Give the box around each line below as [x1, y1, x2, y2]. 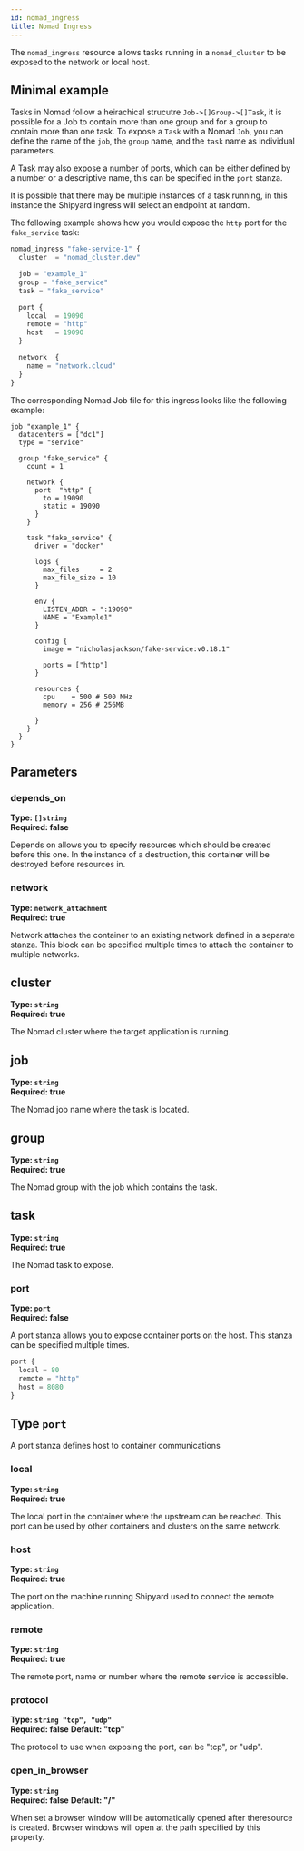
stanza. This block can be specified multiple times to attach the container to [10, 939, 294, 950]
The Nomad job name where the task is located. [10, 1104, 190, 1115]
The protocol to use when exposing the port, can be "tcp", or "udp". [10, 1741, 263, 1753]
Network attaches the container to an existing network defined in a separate [10, 929, 296, 940]
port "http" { [34, 485, 93, 495]
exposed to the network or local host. [10, 56, 151, 67]
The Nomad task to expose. [10, 1259, 114, 1270]
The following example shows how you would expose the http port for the [10, 217, 288, 228]
